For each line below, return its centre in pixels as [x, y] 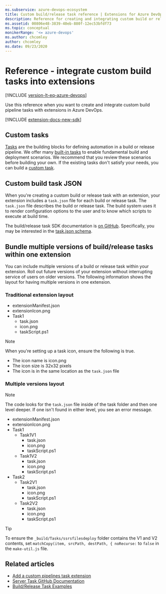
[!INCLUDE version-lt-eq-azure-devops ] [46, 95]
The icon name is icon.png [39, 361]
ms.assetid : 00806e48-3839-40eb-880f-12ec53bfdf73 [58, 23]
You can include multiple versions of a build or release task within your [77, 266]
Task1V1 [28, 435]
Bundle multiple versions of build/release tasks [79, 247]
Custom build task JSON [43, 183]
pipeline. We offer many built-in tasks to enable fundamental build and [77, 152]
